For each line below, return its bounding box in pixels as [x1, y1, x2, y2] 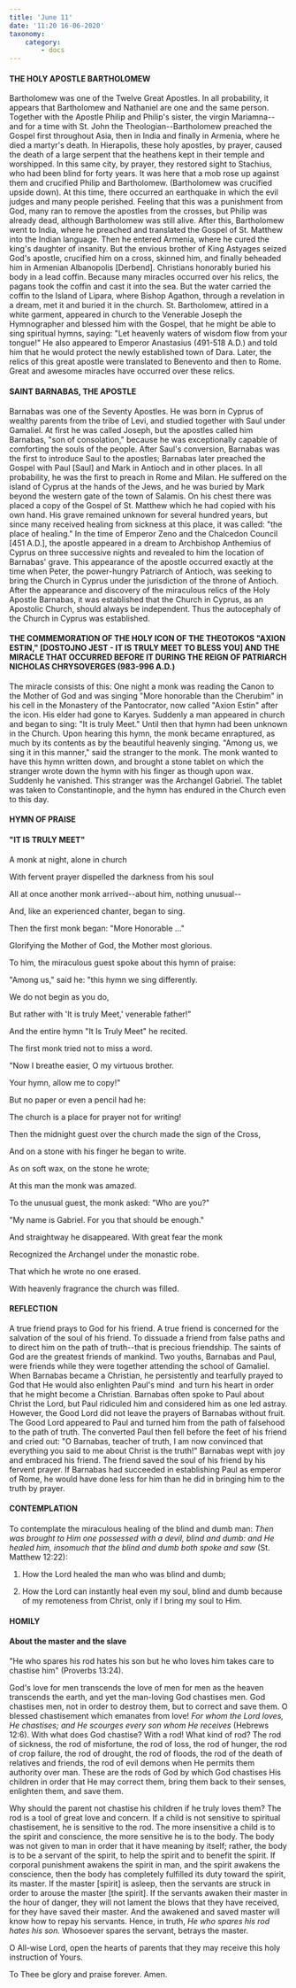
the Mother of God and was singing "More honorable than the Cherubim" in [9, 690, 284, 700]
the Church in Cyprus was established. [9, 613, 150, 623]
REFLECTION [9, 1303, 58, 1314]
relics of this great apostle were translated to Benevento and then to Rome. [9, 356, 282, 367]
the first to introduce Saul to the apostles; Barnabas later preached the [9, 453, 266, 463]
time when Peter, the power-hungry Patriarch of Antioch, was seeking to [9, 566, 272, 576]
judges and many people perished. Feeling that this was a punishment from [9, 197, 284, 207]
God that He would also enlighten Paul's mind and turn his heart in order [9, 1379, 274, 1390]
